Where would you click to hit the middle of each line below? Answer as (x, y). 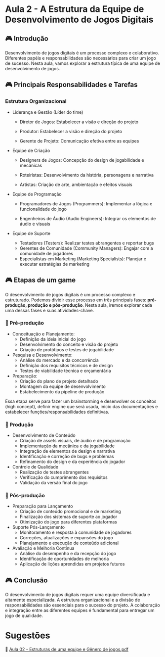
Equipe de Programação (37, 194)
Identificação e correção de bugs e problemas (67, 457)
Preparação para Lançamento (42, 506)
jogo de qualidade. (24, 616)
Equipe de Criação (31, 150)
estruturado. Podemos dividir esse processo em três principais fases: (76, 300)
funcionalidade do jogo (43, 209)
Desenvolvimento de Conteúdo (44, 435)
